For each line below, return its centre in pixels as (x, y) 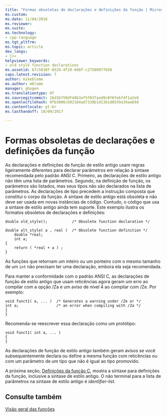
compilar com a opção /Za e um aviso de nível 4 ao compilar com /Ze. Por (81, 287)
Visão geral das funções (30, 409)
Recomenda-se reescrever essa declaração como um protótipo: (71, 323)
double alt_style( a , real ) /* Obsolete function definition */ (77, 230)
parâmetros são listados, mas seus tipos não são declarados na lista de (78, 186)
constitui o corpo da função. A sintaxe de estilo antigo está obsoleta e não (81, 197)
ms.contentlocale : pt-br (31, 107)
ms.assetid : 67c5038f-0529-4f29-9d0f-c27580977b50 (59, 70)
